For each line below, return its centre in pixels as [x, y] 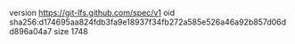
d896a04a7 [31, 31]
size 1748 [71, 31]
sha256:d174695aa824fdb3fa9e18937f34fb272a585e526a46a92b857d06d [148, 22]
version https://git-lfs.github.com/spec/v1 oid [92, 13]
